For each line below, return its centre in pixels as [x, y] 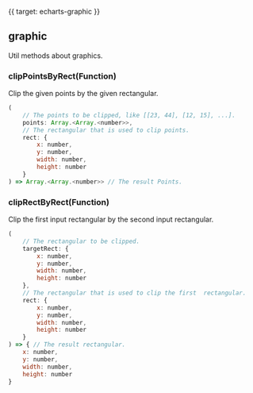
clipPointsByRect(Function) [62, 76]
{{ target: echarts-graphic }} [54, 12]
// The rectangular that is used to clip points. [106, 130]
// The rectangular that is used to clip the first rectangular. [134, 293]
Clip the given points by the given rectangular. [83, 94]
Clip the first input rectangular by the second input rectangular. [111, 220]
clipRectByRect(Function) [59, 202]
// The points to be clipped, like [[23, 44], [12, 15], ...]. [129, 115]
